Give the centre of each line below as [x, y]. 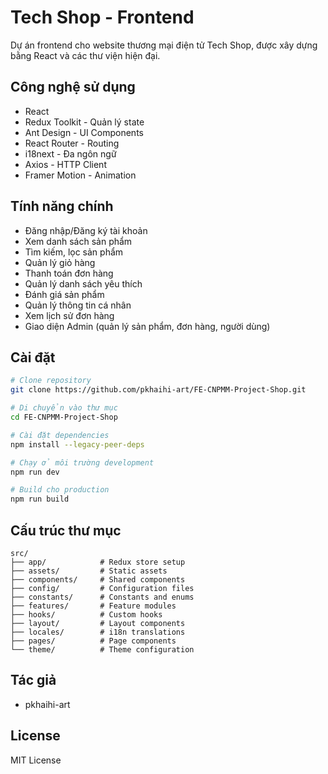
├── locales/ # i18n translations [98, 632]
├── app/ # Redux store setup [98, 562]
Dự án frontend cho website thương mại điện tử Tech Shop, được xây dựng [164, 45]
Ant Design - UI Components [84, 132]
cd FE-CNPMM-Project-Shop [64, 417]
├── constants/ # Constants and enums [102, 597]
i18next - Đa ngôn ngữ [70, 153]
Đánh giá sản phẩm [64, 294]
